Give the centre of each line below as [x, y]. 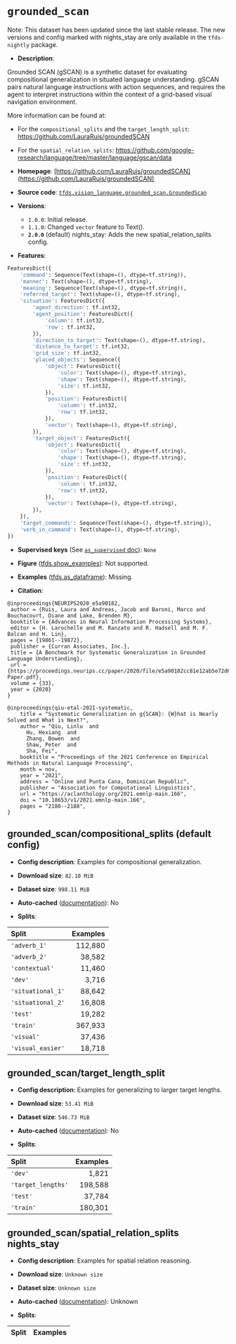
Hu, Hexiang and [51, 732]
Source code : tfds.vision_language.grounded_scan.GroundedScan [112, 192]
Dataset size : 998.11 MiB [53, 889]
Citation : [30, 590]
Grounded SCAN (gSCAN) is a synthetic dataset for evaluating [97, 72]
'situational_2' [38, 1002]
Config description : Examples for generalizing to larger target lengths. [120, 1090]
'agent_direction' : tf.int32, [77, 308]
